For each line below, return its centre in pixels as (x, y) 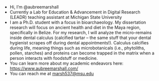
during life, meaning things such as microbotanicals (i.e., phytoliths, (77, 48)
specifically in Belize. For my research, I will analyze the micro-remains (81, 33)
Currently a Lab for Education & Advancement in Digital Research (75, 12)
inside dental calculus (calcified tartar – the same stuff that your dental (80, 38)
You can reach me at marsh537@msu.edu (52, 74)
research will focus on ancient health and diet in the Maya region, (75, 27)
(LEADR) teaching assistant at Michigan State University (66, 17)
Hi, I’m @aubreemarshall (34, 7)
